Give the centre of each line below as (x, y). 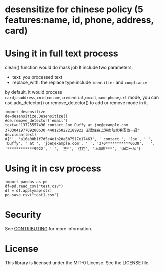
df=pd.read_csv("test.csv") (34, 186)
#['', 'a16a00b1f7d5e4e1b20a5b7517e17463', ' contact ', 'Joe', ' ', (79, 139)
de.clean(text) (21, 135)
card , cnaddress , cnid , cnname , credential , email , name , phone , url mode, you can (82, 97)
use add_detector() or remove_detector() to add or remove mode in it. (77, 103)
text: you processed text (37, 77)
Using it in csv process (53, 169)
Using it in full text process (62, 53)
